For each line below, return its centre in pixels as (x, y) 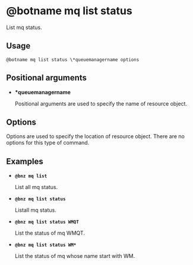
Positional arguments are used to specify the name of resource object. (101, 103)
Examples (25, 161)
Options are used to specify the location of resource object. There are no (96, 136)
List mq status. (24, 27)
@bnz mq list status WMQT (47, 222)
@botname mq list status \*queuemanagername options (73, 60)
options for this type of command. (48, 143)
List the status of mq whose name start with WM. (75, 256)
